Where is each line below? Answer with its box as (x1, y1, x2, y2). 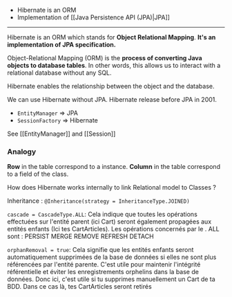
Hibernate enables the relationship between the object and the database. (7, 82, 215, 90)
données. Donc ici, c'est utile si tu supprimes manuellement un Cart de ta (7, 275, 215, 283)
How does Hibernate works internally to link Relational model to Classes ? (7, 183, 216, 192)
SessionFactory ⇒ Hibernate (17, 116, 99, 124)
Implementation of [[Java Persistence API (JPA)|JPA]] (17, 13, 171, 21)
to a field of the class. (7, 170, 69, 179)
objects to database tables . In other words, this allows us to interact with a (7, 62, 221, 69)
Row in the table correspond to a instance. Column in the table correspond (7, 163, 221, 171)
